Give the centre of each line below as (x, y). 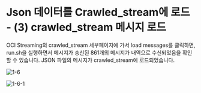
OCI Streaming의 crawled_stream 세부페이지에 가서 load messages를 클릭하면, (101, 45)
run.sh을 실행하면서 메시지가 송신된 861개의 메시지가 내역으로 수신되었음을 (94, 52)
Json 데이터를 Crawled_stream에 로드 (98, 12)
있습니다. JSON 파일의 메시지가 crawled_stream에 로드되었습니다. (97, 60)
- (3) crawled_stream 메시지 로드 (86, 27)
